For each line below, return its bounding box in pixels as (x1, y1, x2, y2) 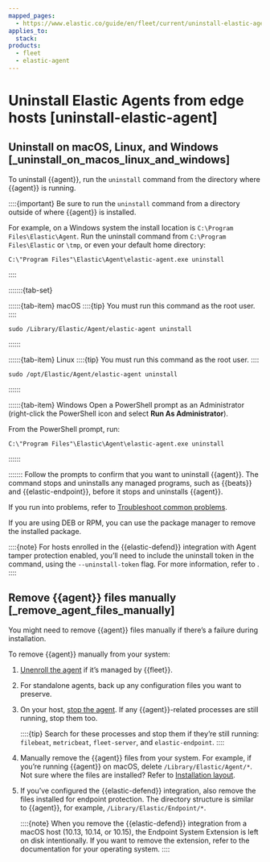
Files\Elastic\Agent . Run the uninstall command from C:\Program (8, 231, 227, 241)
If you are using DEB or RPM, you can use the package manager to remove (8, 517, 256, 528)
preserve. (19, 689, 52, 698)
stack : (15, 34, 38, 43)
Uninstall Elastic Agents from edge (8, 92, 244, 110)
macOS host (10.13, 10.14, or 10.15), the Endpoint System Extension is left (19, 827, 259, 836)
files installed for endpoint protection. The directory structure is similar (19, 794, 254, 804)
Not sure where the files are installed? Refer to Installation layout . (19, 770, 235, 780)
